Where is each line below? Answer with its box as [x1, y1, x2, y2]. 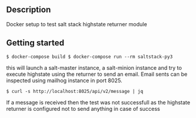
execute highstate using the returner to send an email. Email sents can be [6, 70, 188, 77]
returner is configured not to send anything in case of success [6, 105, 161, 112]
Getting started [6, 38, 65, 48]
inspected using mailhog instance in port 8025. [6, 77, 123, 84]
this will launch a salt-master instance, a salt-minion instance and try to [6, 64, 182, 71]
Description [6, 5, 51, 15]
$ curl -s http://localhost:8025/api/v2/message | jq [6, 88, 144, 94]
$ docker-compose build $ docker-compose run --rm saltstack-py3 [6, 54, 173, 60]
